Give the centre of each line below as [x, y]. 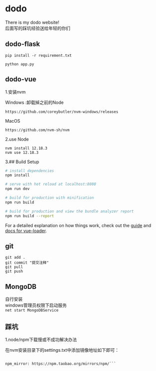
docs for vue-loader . [26, 231]
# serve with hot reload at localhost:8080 [51, 184]
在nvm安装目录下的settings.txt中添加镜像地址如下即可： [62, 350]
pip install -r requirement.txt [38, 55]
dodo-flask [23, 44]
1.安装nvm [15, 92]
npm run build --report [30, 216]
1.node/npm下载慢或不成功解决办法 [41, 340]
